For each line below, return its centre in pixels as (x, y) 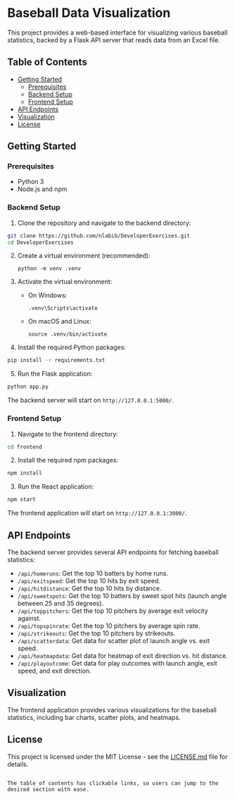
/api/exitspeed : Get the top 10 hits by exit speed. (89, 580)
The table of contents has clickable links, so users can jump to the (113, 783)
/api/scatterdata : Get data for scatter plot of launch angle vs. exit (113, 640)
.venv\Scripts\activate (63, 308)
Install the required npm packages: (68, 461)
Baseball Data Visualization (89, 13)
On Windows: (47, 295)
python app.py (28, 387)
